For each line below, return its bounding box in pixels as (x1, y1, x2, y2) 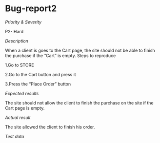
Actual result (5, 114, 31, 120)
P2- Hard (5, 28, 23, 34)
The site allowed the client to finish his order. (5, 124, 95, 130)
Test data (5, 133, 24, 139)
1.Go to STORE (5, 62, 34, 68)
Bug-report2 (5, 3, 57, 14)
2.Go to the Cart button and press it (5, 71, 77, 77)
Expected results (5, 90, 39, 96)
